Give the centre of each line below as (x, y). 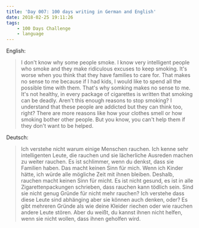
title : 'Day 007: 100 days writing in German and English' (81, 12)
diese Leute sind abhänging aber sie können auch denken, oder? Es (104, 200)
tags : (13, 23)
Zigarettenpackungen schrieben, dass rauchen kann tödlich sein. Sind (107, 187)
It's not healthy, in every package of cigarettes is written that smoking (107, 94)
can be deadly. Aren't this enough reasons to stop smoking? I (96, 101)
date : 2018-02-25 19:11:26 (40, 17)
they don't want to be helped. (57, 126)
